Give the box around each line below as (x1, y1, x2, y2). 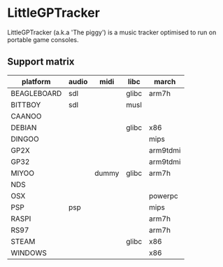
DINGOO (10, 134, 40, 144)
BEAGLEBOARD (10, 88, 62, 98)
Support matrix (7, 56, 75, 68)
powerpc (149, 191, 178, 200)
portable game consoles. (7, 35, 79, 43)
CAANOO (10, 111, 42, 121)
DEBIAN (10, 123, 37, 132)
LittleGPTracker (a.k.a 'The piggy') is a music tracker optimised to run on (7, 28, 217, 36)
